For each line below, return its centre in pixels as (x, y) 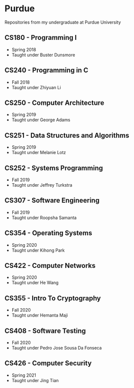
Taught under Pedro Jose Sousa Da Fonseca (57, 348)
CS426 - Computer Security (48, 363)
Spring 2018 (24, 49)
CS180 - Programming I (41, 38)
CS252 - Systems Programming (54, 168)
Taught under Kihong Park (38, 250)
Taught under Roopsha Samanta (44, 218)
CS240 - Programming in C (46, 70)
